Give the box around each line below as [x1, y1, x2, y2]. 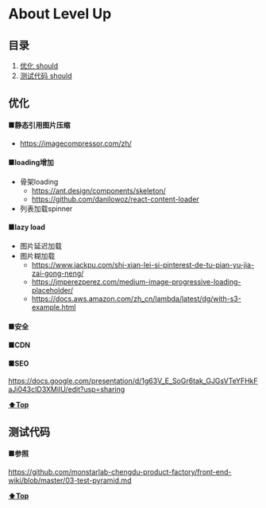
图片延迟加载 [19, 241, 62, 251]
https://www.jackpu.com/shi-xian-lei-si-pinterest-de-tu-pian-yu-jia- [31, 260, 255, 269]
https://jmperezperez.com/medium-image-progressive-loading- [31, 277, 241, 287]
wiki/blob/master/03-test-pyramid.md [8, 475, 132, 485]
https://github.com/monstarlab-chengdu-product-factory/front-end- [8, 467, 232, 476]
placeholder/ [31, 286, 74, 295]
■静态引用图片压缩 [8, 120, 71, 130]
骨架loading [19, 177, 59, 186]
